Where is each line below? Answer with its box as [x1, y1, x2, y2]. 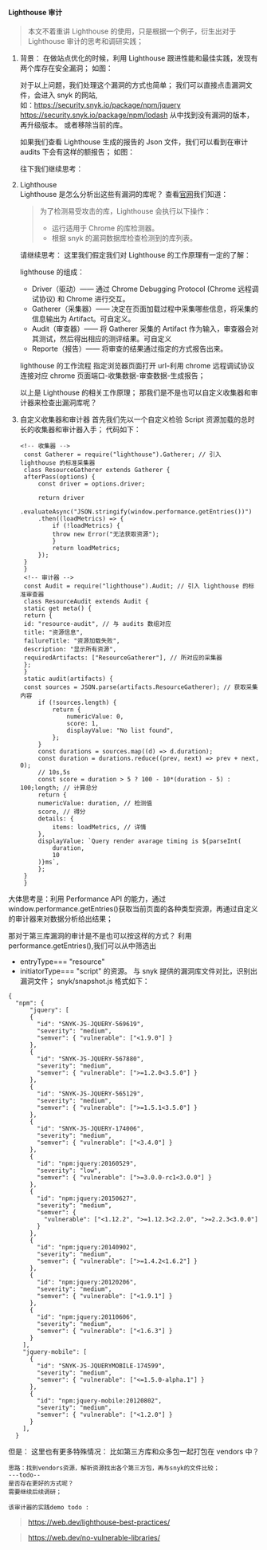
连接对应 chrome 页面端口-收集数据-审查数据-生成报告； [19, 371, 206, 380]
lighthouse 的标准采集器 [19, 459, 96, 467]
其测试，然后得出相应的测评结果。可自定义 [31, 334, 172, 344]
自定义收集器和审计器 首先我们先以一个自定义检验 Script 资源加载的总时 [19, 415, 255, 424]
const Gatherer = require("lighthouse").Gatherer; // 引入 [23, 450, 222, 458]
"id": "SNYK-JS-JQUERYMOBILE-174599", [37, 1362, 166, 1371]
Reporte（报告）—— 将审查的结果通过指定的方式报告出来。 [31, 344, 228, 354]
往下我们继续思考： [19, 164, 84, 174]
